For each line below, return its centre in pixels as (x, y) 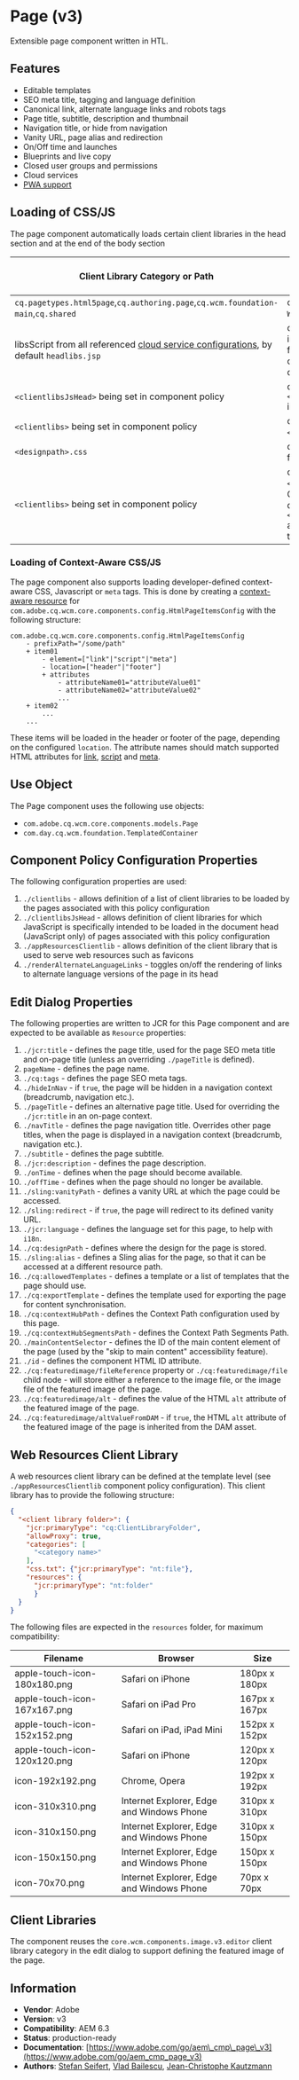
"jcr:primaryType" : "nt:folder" (93, 1585)
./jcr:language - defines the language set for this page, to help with (148, 1229)
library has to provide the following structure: (92, 1495)
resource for (58, 600)
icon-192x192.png (55, 1781)
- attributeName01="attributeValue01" (129, 682)
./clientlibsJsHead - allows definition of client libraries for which (142, 918)
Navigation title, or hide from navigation (95, 128)
